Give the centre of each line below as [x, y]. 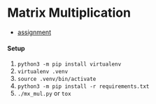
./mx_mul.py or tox [44, 94]
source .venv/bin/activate [57, 79]
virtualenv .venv [43, 72]
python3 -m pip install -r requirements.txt [83, 87]
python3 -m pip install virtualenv [69, 64]
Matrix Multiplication [69, 13]
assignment [34, 32]
